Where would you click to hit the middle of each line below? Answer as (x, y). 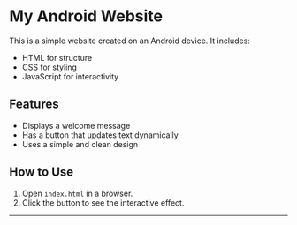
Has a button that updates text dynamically (100, 135)
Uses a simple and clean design (80, 144)
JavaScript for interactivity (70, 76)
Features (34, 105)
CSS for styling (49, 67)
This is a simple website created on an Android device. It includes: (129, 41)
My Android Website (86, 16)
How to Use (42, 172)
